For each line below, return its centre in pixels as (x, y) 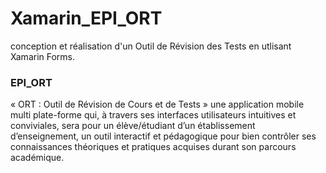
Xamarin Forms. (43, 56)
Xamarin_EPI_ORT (86, 18)
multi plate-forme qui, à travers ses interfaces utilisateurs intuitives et (153, 115)
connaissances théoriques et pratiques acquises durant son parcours (153, 147)
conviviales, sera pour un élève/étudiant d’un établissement (133, 126)
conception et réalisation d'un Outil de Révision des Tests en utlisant (151, 46)
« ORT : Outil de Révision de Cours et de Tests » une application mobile (157, 104)
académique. (37, 158)
